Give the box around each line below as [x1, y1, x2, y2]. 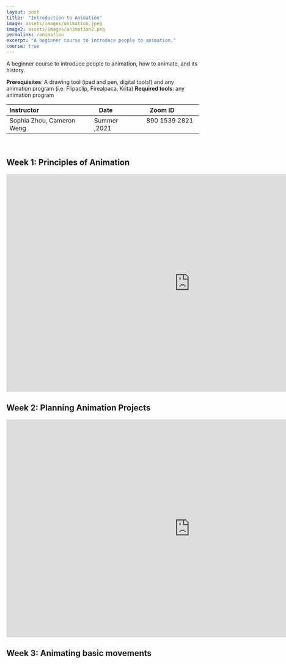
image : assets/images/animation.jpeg [6, 20, 103, 26]
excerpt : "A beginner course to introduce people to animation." [6, 37, 176, 43]
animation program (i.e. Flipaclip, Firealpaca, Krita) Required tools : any [6, 85, 185, 92]
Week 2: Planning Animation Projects [6, 402, 151, 413]
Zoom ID [149, 105, 175, 114]
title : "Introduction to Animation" [6, 15, 103, 21]
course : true [6, 43, 40, 50]
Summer [94, 116, 119, 124]
